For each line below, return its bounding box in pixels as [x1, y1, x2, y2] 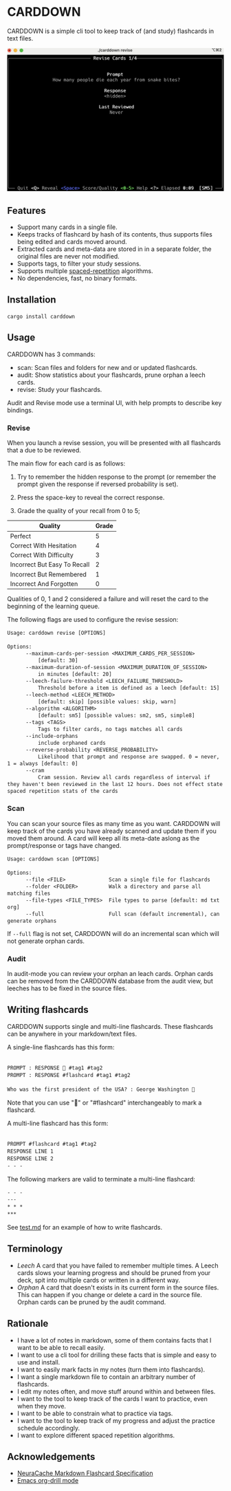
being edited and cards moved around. [16, 237, 127, 246]
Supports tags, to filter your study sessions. [16, 259, 142, 268]
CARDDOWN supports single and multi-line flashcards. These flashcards [7, 1022, 213, 1030]
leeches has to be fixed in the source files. [7, 984, 127, 992]
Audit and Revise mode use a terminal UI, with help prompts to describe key [7, 398, 222, 406]
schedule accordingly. [16, 1424, 80, 1432]
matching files [7, 890, 51, 897]
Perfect [10, 532, 32, 540]
